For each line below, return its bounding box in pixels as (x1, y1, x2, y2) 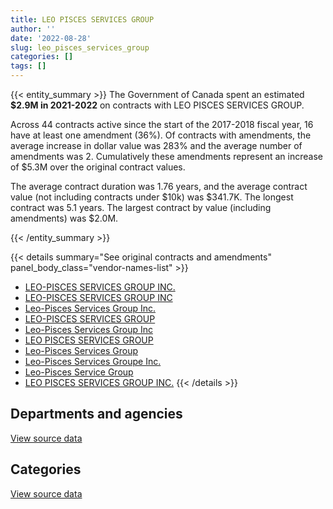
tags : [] (10, 61, 47, 71)
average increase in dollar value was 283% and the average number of (10, 140, 303, 151)
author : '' (10, 24, 56, 34)
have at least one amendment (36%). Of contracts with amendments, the (10, 129, 312, 141)
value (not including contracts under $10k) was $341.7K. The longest (10, 191, 294, 203)
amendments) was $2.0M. (10, 212, 119, 224)
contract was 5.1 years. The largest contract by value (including (10, 202, 272, 213)
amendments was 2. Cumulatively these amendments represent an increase (10, 151, 323, 162)
